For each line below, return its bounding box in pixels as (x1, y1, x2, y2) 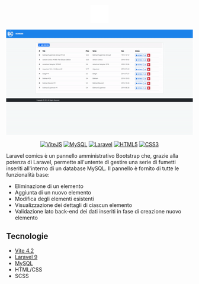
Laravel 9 (14, 253, 38, 260)
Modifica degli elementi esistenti (14, 195, 94, 202)
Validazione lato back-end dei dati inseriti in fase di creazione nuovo (14, 208, 182, 215)
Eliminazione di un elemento (14, 183, 84, 190)
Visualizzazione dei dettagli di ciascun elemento (14, 201, 132, 209)
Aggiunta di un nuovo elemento (14, 189, 92, 196)
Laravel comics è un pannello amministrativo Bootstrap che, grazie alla (6, 152, 179, 159)
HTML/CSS (14, 266, 43, 273)
